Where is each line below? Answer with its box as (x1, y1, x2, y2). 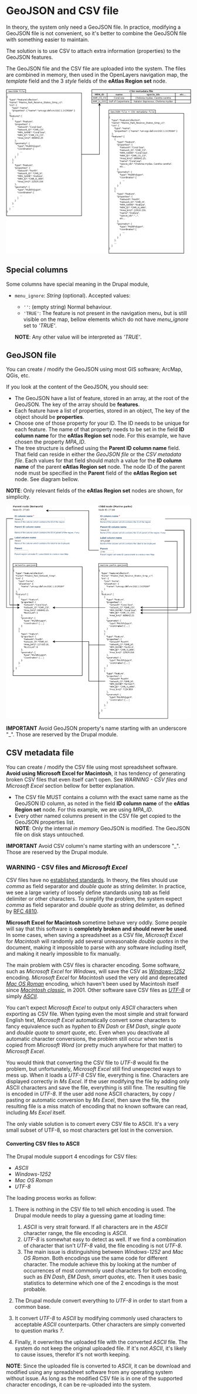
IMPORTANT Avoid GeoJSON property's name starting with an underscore (6, 725, 187, 732)
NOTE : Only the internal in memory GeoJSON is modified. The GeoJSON (14, 824, 191, 831)
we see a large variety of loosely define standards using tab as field (6, 889, 170, 896)
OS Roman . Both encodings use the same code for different (23, 1254, 168, 1262)
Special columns (6, 265, 69, 275)
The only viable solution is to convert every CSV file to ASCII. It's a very (6, 1121, 179, 1128)
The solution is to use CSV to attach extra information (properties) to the (6, 47, 181, 54)
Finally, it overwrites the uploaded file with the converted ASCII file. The (14, 1339, 188, 1346)
